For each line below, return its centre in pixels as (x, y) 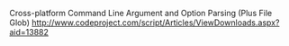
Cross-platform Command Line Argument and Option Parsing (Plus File (141, 13)
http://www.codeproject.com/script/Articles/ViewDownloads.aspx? (155, 23)
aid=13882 (29, 32)
